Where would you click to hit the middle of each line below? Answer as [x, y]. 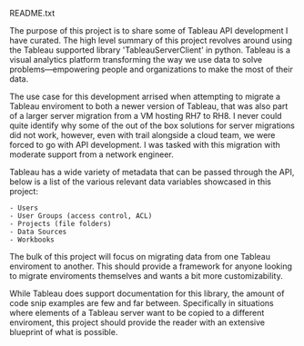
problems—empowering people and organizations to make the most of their [151, 69]
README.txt [32, 13]
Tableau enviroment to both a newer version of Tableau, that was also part [149, 106]
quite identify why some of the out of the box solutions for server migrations [152, 125]
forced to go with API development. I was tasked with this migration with [145, 145]
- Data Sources [38, 232]
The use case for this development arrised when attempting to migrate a [145, 96]
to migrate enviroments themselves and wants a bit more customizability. [147, 276]
